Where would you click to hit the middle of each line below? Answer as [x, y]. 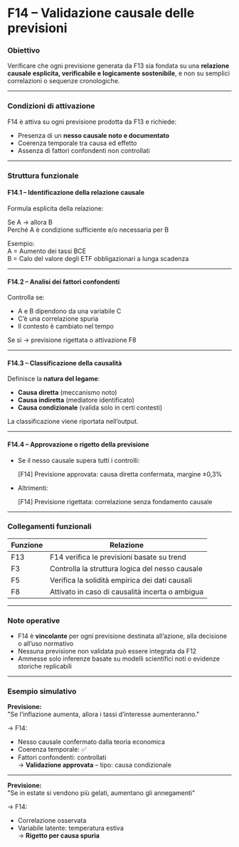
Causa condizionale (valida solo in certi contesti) [90, 407]
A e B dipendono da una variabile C [69, 311]
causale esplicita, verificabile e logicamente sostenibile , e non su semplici [118, 73]
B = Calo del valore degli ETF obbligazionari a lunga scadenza [98, 258]
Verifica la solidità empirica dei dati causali [121, 580]
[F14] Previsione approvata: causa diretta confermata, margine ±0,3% [120, 474]
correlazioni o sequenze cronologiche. [64, 81]
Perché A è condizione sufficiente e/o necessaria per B [88, 230]
